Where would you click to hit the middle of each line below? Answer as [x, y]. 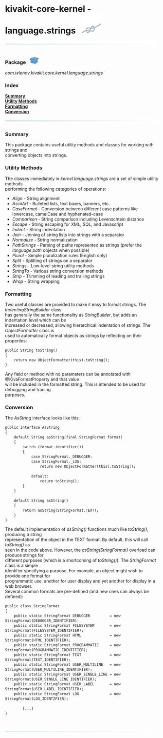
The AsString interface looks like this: [43, 418]
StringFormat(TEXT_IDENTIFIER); [38, 660]
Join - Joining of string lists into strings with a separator [68, 235]
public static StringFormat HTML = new [67, 636]
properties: [16, 340]
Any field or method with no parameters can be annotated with [68, 374]
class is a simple [21, 566]
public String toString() [31, 350]
